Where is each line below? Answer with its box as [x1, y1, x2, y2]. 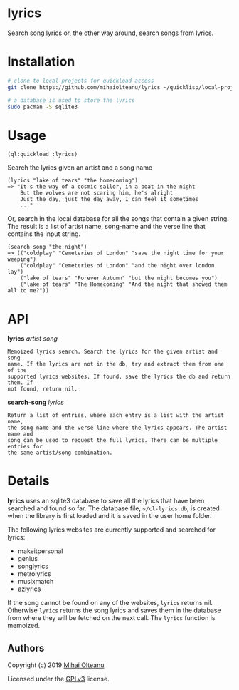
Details [7, 473, 50, 489]
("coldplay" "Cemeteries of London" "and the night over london [20, 262, 215, 269]
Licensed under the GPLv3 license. [7, 675, 110, 683]
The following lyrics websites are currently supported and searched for [7, 525, 216, 534]
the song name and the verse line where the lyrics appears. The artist [7, 424, 228, 432]
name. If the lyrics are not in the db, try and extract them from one [7, 361, 224, 368]
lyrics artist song [7, 334, 58, 343]
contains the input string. [7, 230, 80, 238]
